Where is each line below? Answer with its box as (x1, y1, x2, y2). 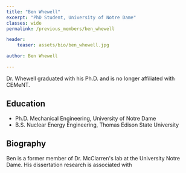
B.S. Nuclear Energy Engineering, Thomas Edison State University (14, 121, 179, 128)
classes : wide (6, 20, 42, 26)
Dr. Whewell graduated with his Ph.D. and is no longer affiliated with (6, 75, 175, 82)
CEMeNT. (6, 81, 30, 88)
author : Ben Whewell (6, 53, 59, 59)
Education (6, 99, 46, 109)
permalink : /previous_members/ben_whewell (6, 25, 115, 32)
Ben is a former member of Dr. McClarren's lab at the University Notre (6, 154, 180, 162)
